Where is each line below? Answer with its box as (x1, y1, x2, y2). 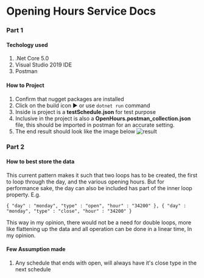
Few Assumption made (6, 246, 66, 253)
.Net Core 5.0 (15, 55, 49, 62)
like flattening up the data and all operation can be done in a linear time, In (6, 225, 192, 232)
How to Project (6, 81, 44, 89)
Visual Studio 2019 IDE (15, 61, 72, 68)
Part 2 (6, 143, 25, 151)
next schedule (15, 265, 51, 273)
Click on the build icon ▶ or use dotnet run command (15, 102, 150, 109)
